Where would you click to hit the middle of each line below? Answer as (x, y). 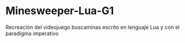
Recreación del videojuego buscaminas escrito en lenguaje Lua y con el (93, 27)
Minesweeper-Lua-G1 (60, 11)
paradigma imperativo (32, 33)
